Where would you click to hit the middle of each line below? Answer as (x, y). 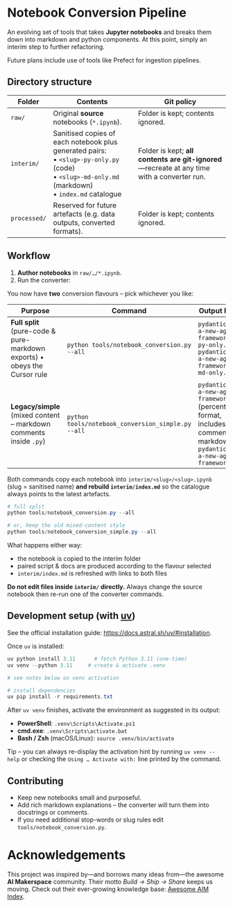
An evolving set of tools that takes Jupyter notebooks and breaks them (110, 32)
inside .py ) (28, 441)
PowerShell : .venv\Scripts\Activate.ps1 (76, 724)
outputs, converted (84, 222)
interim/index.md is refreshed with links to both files (92, 573)
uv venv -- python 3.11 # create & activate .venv (87, 665)
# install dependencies (42, 690)
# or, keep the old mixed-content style (67, 525)
